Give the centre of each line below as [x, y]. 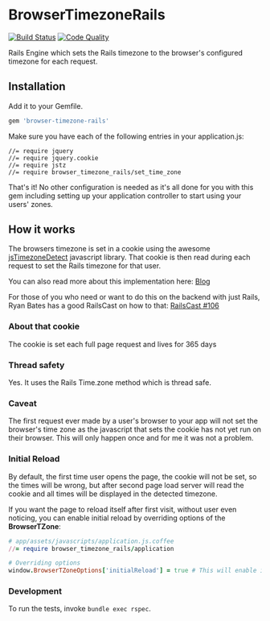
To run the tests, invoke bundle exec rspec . [80, 609]
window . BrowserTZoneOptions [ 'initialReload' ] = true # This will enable [133, 571]
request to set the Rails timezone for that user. [85, 266]
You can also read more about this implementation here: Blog [109, 282]
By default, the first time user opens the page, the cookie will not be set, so [133, 476]
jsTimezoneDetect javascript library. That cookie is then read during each [129, 257]
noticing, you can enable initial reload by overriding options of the [117, 518]
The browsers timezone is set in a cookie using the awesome [109, 249]
